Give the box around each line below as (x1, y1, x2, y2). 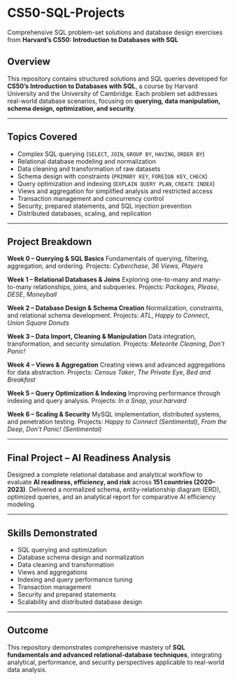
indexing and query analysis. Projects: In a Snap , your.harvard (7, 397, 187, 405)
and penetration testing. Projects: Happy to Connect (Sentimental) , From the (7, 418, 227, 426)
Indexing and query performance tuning (17, 575, 133, 584)
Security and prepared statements (17, 590, 117, 598)
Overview (7, 56, 51, 68)
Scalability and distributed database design (17, 598, 143, 606)
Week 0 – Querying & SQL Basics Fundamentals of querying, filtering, (7, 254, 209, 263)
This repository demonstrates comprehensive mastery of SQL (7, 643, 185, 652)
